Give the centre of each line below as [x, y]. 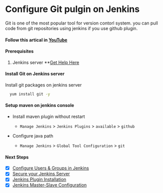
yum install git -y [30, 94]
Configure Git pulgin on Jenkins [72, 9]
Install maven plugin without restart [48, 116]
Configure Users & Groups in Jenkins [50, 168]
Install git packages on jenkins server [43, 85]
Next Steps [17, 157]
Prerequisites [19, 51]
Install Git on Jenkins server [35, 74]
